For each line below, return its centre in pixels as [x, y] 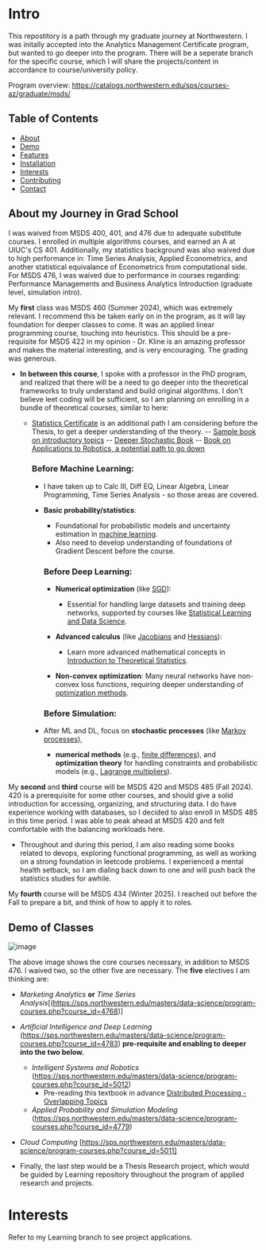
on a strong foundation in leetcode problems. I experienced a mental [131, 861]
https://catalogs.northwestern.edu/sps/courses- [151, 85]
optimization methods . [92, 693]
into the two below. [52, 1053]
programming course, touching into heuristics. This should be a [112, 333]
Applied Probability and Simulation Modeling [105, 1110]
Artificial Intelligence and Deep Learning [86, 1027]
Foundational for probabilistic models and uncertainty [143, 525]
